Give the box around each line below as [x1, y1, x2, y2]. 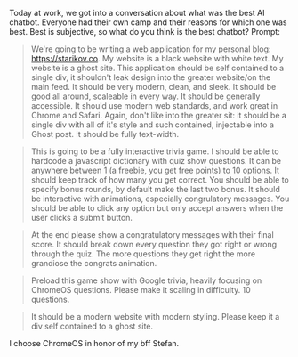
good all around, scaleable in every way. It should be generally [30, 91, 261, 101]
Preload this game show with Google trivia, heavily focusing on [30, 275, 262, 286]
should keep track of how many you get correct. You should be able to [30, 174, 289, 185]
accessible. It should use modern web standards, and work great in [30, 101, 278, 110]
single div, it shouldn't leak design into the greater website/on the [30, 72, 271, 83]
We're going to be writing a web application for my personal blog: [30, 44, 271, 54]
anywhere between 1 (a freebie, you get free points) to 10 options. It [30, 165, 280, 175]
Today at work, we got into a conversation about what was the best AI [9, 8, 265, 18]
